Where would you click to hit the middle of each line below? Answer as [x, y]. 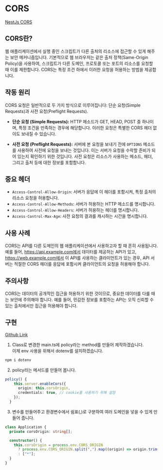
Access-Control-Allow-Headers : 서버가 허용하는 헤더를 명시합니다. [75, 210]
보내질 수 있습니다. [39, 134]
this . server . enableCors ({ [40, 384]
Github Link [16, 334]
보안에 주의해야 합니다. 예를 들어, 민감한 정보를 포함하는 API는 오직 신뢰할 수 [82, 300]
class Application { [26, 427]
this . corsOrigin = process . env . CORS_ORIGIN [58, 445]
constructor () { [26, 440]
